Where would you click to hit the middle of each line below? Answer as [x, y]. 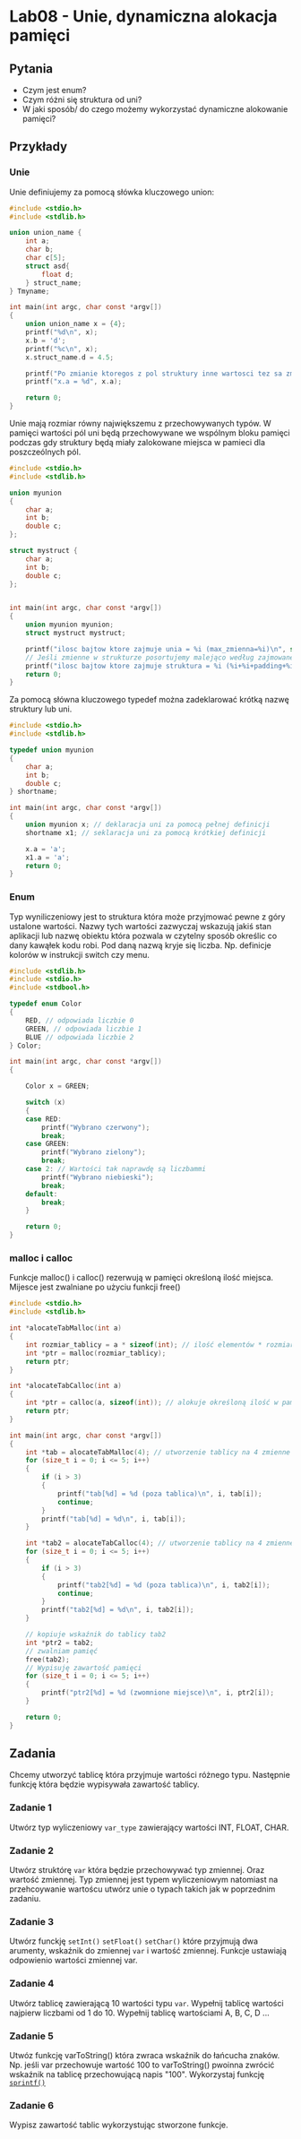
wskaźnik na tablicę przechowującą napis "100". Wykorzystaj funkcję [137, 2074]
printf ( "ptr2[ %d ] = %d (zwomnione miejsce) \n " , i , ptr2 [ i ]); [158, 1693]
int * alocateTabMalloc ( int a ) [66, 1328]
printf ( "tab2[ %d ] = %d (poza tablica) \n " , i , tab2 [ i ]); [163, 1585]
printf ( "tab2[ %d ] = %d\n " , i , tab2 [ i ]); [118, 1610]
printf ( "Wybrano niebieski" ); [98, 1177]
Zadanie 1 [30, 1807]
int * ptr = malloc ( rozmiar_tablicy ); [96, 1353]
